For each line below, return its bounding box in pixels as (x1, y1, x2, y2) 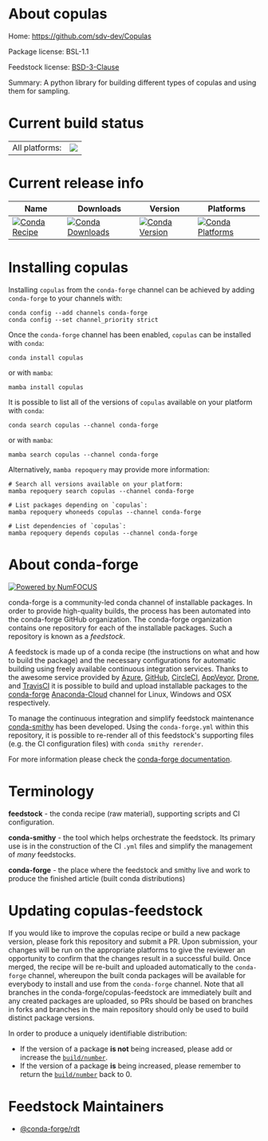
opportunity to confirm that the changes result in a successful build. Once (8, 953, 251, 963)
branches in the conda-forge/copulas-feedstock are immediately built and (8, 988, 252, 997)
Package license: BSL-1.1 (8, 46, 89, 56)
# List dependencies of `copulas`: (8, 522, 127, 530)
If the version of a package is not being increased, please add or (19, 1044, 233, 1053)
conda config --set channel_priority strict (8, 316, 159, 324)
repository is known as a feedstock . (8, 631, 126, 641)
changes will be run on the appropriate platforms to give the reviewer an (8, 944, 246, 955)
